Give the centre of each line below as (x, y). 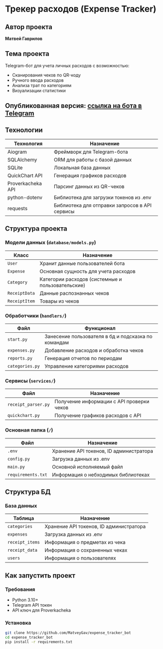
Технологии (24, 130)
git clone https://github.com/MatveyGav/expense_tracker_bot (68, 633)
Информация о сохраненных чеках (86, 550)
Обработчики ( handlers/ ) (36, 316)
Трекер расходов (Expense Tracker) (81, 9)
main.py (16, 467)
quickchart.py (24, 415)
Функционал (100, 328)
